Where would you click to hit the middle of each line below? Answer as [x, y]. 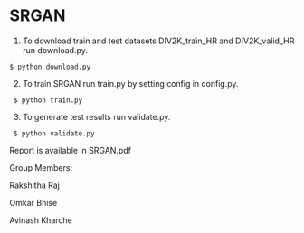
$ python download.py [50, 67]
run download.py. [55, 50]
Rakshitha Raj [35, 185]
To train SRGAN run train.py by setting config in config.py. [130, 83]
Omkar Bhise [33, 202]
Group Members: [41, 167]
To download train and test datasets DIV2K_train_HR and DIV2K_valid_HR [158, 41]
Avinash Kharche [41, 220]
